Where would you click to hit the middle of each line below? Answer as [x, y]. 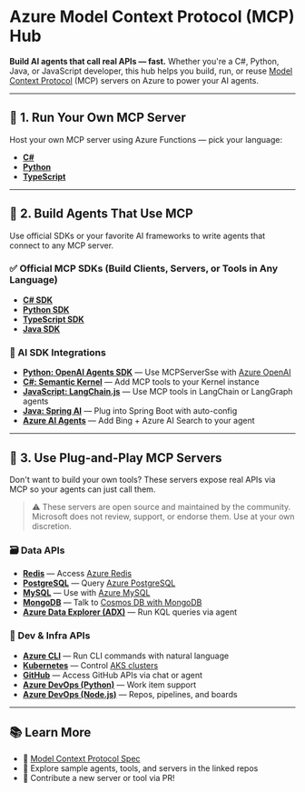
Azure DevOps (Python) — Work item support [109, 685]
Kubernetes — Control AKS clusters [90, 665]
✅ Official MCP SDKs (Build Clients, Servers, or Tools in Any [144, 268]
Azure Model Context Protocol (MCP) [152, 17]
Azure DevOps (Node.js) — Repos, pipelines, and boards [130, 694]
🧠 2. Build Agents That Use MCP [101, 214]
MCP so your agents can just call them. [83, 489]
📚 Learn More [50, 732]
